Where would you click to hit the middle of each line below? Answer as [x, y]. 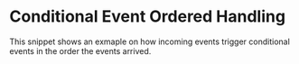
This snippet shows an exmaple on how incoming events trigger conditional [150, 41]
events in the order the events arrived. [80, 50]
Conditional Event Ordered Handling [148, 17]
